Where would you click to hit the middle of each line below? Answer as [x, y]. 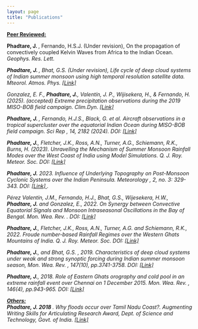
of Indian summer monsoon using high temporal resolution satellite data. [96, 76]
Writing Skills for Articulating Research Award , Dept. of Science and [90, 313]
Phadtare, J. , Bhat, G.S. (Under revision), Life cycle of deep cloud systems [99, 70]
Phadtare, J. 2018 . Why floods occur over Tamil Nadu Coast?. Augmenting [100, 307]
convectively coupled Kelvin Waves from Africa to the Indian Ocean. [90, 52]
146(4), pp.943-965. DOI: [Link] [45, 289]
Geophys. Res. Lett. [31, 58]
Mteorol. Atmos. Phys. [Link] [42, 83]
